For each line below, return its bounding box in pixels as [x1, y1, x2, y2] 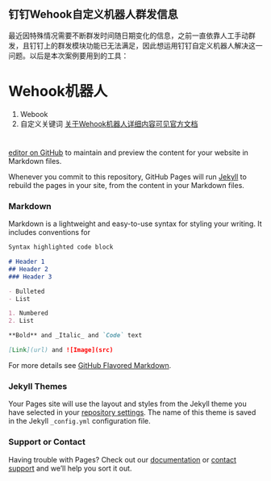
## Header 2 [8, 265, 48, 273]
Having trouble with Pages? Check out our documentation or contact [8, 454, 236, 464]
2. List [8, 317, 35, 325]
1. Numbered [8, 309, 48, 317]
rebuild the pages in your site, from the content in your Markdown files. [8, 180, 244, 190]
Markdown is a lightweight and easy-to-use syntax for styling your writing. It [8, 219, 262, 228]
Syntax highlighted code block [8, 243, 114, 252]
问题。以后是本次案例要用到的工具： [8, 51, 129, 61]
